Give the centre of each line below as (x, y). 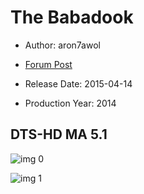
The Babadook (72, 17)
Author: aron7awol (62, 45)
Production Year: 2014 (70, 103)
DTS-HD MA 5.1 (59, 134)
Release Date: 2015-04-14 (78, 83)
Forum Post (48, 64)
